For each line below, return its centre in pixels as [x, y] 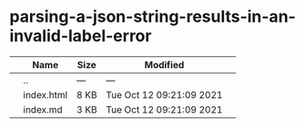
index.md [43, 109]
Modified [164, 64]
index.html [46, 94]
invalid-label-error [81, 36]
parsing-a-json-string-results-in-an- [152, 17]
